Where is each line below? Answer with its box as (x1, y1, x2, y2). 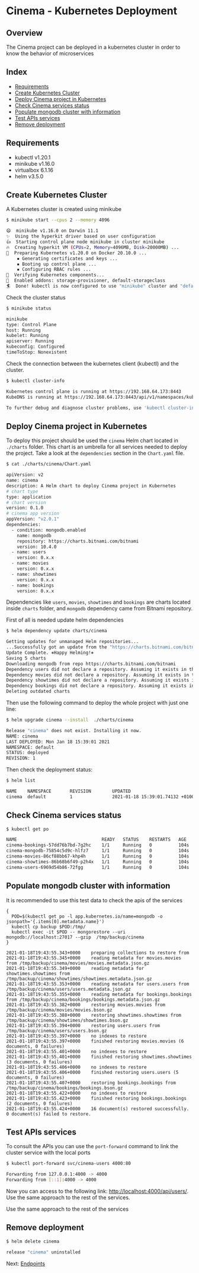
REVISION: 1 (6, 755, 36, 761)
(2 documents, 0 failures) (6, 1101, 73, 1107)
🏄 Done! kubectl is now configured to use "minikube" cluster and (6, 283, 178, 289)
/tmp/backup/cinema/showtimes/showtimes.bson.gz (6, 1017, 129, 1023)
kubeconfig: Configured (6, 344, 65, 350)
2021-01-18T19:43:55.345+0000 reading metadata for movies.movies (6, 955, 182, 961)
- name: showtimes (11, 571, 57, 577)
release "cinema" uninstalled (6, 1249, 81, 1255)
